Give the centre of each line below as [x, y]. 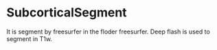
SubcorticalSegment [67, 13]
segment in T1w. [30, 38]
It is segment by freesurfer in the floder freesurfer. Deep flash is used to [108, 32]
